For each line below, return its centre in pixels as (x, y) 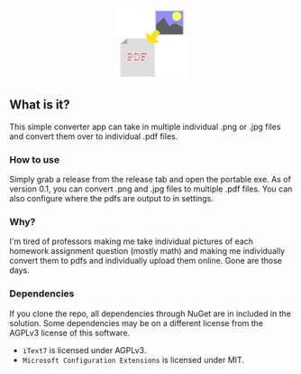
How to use (35, 159)
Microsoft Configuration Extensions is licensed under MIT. (133, 360)
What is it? (40, 105)
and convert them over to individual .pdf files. (94, 136)
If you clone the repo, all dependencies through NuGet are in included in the (150, 313)
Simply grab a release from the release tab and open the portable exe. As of (150, 180)
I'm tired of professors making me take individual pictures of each (132, 241)
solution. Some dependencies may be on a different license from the (137, 323)
